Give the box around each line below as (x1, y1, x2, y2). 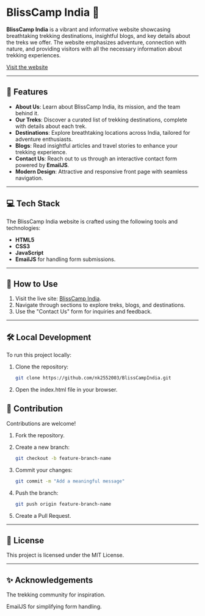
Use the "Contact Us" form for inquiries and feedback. (15, 308, 153, 315)
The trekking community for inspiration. (6, 591, 106, 598)
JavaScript (15, 249, 44, 256)
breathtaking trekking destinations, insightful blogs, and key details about (6, 32, 190, 39)
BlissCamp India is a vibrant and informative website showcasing (6, 26, 171, 33)
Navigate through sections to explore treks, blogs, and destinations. (15, 301, 185, 309)
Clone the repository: (15, 363, 69, 371)
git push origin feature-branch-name (15, 501, 112, 507)
